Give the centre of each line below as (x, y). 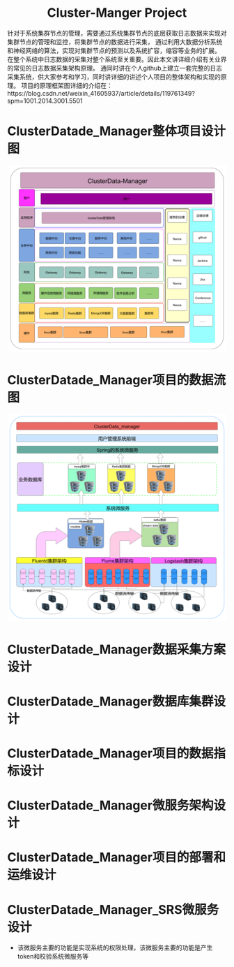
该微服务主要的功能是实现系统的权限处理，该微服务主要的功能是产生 (115, 947)
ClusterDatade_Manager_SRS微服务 (113, 909)
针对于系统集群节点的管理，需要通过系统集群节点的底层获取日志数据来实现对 (117, 33)
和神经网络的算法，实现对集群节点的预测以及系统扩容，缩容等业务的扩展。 (114, 50)
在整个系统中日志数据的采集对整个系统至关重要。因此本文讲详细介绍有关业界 (117, 59)
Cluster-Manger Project (117, 13)
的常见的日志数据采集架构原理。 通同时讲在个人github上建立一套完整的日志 (115, 68)
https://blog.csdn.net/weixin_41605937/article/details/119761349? (101, 93)
